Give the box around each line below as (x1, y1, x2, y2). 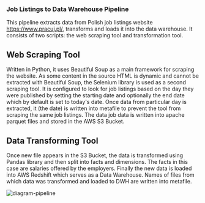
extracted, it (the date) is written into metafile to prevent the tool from (6, 105, 181, 112)
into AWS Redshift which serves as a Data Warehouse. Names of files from (6, 171, 195, 179)
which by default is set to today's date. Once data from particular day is (6, 98, 187, 106)
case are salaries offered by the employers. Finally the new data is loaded (6, 164, 192, 172)
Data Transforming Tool (6, 135, 99, 146)
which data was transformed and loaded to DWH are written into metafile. (6, 177, 192, 185)
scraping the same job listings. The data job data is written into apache (6, 111, 185, 119)
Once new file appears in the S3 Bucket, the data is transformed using (6, 152, 184, 159)
